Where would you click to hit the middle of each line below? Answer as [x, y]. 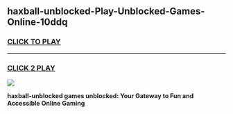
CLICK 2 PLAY [31, 68]
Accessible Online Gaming [46, 103]
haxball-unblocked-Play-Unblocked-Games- [106, 11]
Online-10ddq [37, 22]
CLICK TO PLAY [34, 42]
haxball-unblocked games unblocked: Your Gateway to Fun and [101, 95]
